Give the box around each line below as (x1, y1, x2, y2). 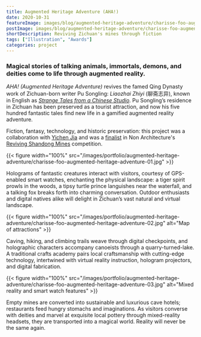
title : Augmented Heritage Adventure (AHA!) (6, 8, 119, 15)
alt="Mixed (166, 281, 194, 288)
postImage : (6, 25, 33, 32)
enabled (6, 176, 26, 183)
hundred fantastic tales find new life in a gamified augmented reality (6, 110, 174, 117)
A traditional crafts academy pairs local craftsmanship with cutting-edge (6, 250, 184, 257)
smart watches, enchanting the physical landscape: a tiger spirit (27, 176, 185, 183)
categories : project (6, 42, 58, 48)
